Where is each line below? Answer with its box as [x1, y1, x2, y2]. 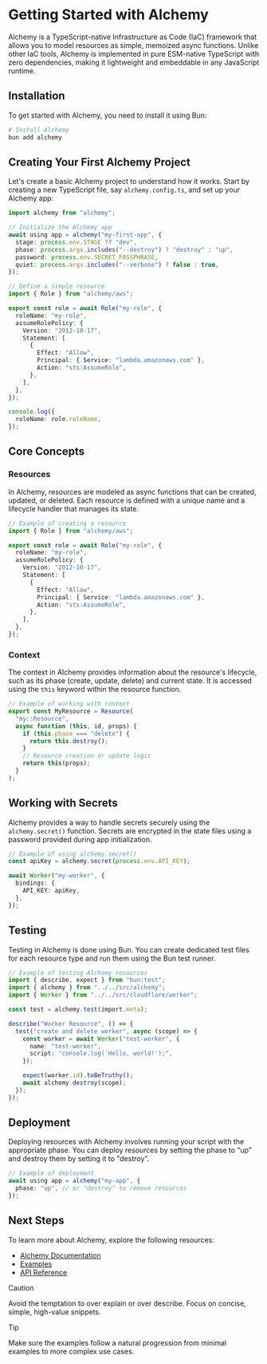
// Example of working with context [8, 700, 130, 708]
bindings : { [15, 879, 56, 888]
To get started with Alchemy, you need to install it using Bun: [8, 110, 207, 120]
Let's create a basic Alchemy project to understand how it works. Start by [8, 177, 249, 186]
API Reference [19, 1267, 68, 1277]
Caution [8, 1282, 34, 1292]
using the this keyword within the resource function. [8, 685, 182, 694]
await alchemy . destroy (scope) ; [22, 1079, 127, 1088]
